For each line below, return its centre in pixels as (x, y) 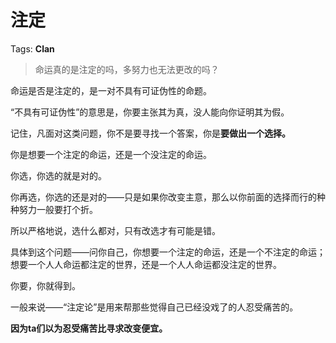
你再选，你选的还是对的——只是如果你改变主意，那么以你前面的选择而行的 (163, 197)
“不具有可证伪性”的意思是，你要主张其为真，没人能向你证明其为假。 (150, 112)
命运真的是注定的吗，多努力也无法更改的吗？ (127, 69)
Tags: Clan (32, 48)
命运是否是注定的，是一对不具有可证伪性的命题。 (111, 90)
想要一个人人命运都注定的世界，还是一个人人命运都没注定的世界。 (146, 264)
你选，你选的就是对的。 (58, 175)
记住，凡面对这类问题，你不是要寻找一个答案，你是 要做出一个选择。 (150, 133)
